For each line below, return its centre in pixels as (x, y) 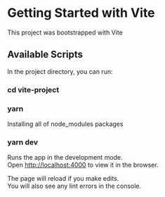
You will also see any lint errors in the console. (74, 186)
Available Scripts (45, 55)
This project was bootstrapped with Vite (65, 32)
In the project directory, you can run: (60, 71)
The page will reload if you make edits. (63, 179)
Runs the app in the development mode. (65, 158)
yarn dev (23, 142)
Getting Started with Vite (81, 13)
